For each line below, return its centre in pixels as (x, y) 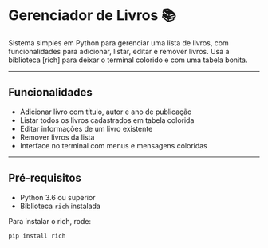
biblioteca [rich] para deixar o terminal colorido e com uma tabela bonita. (128, 60)
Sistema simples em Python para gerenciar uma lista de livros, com (118, 43)
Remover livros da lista (57, 137)
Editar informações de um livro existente (86, 128)
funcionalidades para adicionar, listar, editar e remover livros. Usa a (119, 51)
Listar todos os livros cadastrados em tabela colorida (107, 120)
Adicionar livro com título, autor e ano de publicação (106, 112)
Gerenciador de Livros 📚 (93, 16)
